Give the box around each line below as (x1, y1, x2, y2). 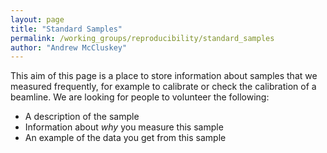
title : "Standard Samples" (10, 24, 123, 34)
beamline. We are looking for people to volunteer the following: (10, 91, 270, 103)
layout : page (10, 14, 65, 25)
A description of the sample (24, 111, 140, 123)
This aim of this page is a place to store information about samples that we (10, 70, 318, 82)
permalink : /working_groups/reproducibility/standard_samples (10, 33, 275, 43)
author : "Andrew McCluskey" (10, 42, 128, 53)
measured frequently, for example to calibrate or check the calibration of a (10, 81, 317, 93)
